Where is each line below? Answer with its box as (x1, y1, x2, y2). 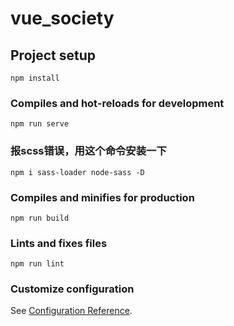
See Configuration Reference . (10, 305, 133, 317)
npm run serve (10, 119, 70, 129)
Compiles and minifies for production (10, 190, 195, 204)
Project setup (10, 47, 97, 64)
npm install (10, 73, 60, 83)
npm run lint (10, 259, 65, 269)
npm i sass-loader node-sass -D (10, 167, 145, 177)
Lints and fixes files (10, 236, 108, 250)
